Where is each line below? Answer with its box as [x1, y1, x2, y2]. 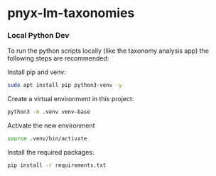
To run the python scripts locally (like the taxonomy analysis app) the [7, 46, 210, 55]
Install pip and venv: [7, 68, 66, 76]
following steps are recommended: [7, 54, 109, 63]
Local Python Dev [7, 31, 70, 41]
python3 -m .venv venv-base [7, 108, 91, 115]
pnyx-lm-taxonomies [7, 5, 135, 21]
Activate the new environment [7, 121, 95, 130]
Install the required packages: [7, 148, 94, 157]
